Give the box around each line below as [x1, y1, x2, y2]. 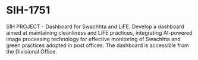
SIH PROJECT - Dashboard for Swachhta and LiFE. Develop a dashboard [6, 23, 184, 30]
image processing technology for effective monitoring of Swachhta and [6, 35, 181, 42]
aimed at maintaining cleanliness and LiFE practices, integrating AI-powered [6, 29, 193, 36]
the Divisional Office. [6, 48, 58, 55]
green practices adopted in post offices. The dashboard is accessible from [6, 42, 189, 49]
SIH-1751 [6, 4, 51, 17]
